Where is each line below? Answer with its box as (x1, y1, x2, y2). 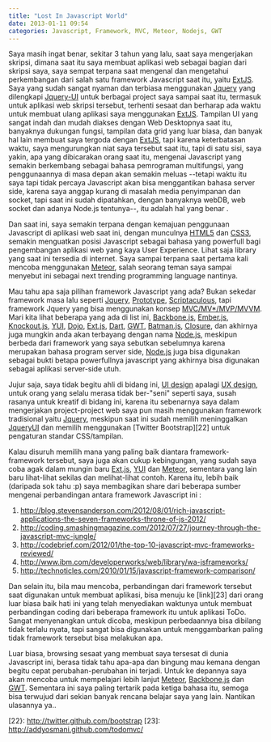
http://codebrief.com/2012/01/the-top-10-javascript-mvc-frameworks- (19, 540, 255, 550)
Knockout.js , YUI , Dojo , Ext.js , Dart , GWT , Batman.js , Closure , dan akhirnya (8, 321, 258, 331)
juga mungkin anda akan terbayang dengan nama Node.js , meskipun (8, 329, 238, 340)
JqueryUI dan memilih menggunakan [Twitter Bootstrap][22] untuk (8, 422, 231, 433)
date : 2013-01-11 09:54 (8, 19, 89, 28)
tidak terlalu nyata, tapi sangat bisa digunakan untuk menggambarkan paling (8, 625, 263, 634)
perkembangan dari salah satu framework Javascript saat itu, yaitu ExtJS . (8, 74, 254, 85)
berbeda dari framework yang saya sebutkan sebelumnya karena (8, 338, 226, 348)
